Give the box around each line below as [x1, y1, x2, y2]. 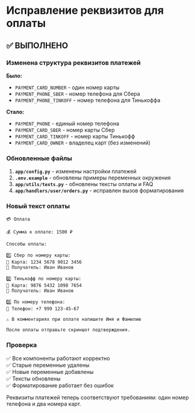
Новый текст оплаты [6, 202, 70, 211]
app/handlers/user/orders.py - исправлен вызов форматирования [14, 187, 184, 194]
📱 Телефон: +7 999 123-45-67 [6, 306, 79, 312]
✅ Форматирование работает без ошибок [6, 382, 114, 389]
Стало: [6, 108, 25, 115]
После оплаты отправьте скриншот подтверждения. [6, 327, 131, 333]
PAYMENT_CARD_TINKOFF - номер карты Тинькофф [14, 132, 135, 140]
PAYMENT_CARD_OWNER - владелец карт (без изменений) [14, 139, 151, 146]
